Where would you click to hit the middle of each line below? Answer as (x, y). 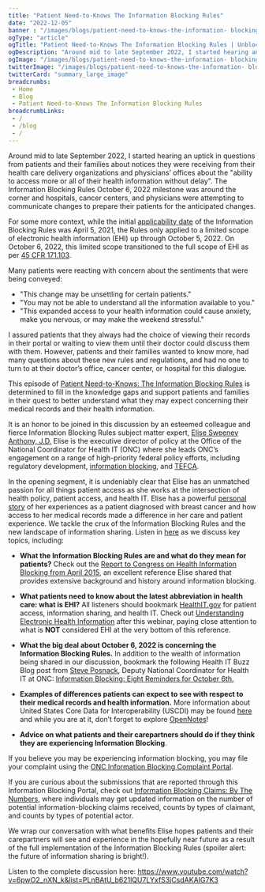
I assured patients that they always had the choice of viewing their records (129, 334)
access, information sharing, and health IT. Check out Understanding (132, 613)
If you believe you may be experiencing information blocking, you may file (128, 758)
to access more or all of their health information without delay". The (118, 181)
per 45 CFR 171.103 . (40, 255)
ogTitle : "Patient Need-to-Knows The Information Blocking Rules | (121, 45)
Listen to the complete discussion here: (72, 871)
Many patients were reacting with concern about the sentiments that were (128, 270)
